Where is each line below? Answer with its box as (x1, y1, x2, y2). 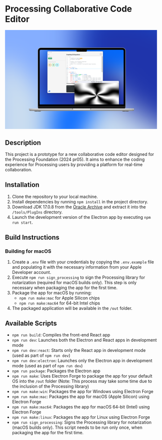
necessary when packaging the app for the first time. (12, 285, 118, 290)
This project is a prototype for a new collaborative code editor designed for (5, 152, 154, 157)
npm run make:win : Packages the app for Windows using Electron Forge (12, 389, 153, 394)
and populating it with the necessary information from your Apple (12, 264, 142, 270)
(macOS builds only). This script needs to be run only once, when (12, 425, 143, 430)
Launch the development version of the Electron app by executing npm (12, 214, 151, 220)
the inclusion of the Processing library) (12, 383, 89, 389)
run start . (12, 219, 33, 225)
